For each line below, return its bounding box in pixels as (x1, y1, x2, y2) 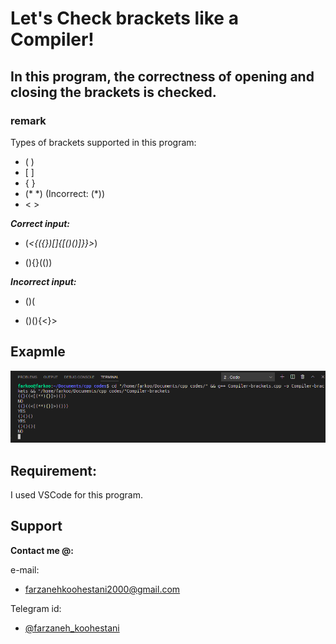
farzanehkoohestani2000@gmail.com (24, 583, 181, 595)
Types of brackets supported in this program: (10, 136, 197, 148)
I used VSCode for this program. (10, 488, 143, 501)
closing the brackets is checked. (10, 83, 217, 101)
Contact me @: (10, 544, 74, 556)
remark (10, 113, 47, 127)
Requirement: (10, 462, 98, 479)
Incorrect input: (10, 275, 77, 287)
